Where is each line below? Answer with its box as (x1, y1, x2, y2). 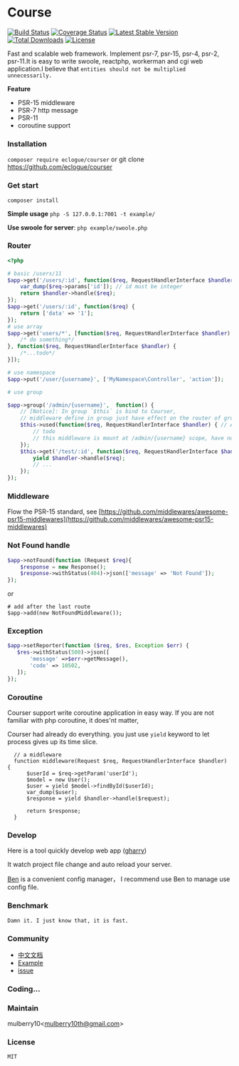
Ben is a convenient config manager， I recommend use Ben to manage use (7, 875, 230, 883)
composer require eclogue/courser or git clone (7, 155, 144, 164)
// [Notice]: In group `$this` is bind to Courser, (20, 408, 176, 415)
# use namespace (7, 369, 55, 376)
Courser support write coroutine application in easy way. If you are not (7, 709, 215, 717)
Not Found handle (7, 540, 70, 550)
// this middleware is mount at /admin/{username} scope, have (33, 435, 224, 442)
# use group (7, 388, 43, 396)
